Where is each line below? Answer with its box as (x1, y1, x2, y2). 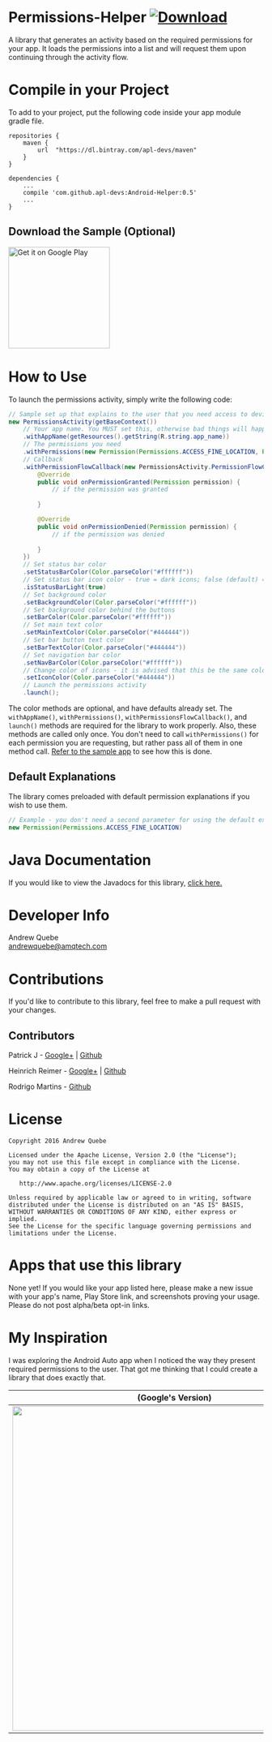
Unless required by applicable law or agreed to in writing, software (8, 1194, 252, 1202)
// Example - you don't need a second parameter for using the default (8, 815, 255, 824)
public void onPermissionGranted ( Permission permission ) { (37, 478, 241, 486)
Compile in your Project (8, 81, 170, 99)
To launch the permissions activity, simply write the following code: (8, 394, 232, 404)
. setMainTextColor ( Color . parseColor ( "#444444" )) (23, 629, 190, 637)
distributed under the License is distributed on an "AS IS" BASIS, (8, 1201, 244, 1209)
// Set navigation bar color (23, 651, 121, 659)
